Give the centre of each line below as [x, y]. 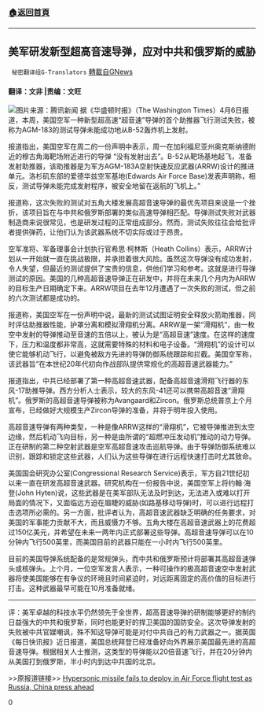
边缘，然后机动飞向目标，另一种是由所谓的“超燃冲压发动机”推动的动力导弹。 [132, 437]
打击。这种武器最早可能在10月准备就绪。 [74, 589]
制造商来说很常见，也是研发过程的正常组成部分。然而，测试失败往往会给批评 [132, 223]
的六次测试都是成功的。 [46, 298]
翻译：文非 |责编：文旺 [45, 91]
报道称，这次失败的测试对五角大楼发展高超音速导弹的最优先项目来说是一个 [128, 203]
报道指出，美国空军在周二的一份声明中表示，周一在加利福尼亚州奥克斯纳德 [128, 146]
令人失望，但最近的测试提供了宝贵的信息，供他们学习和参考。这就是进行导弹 [132, 268]
